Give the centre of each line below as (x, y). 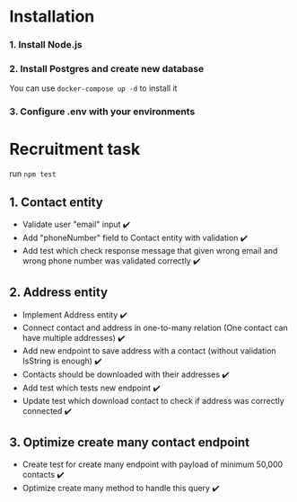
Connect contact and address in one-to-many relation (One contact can (155, 327)
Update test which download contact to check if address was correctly (153, 400)
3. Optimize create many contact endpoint (129, 443)
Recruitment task (75, 149)
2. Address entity (59, 293)
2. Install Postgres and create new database (107, 69)
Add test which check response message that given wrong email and (150, 251)
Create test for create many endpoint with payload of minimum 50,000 (153, 464)
